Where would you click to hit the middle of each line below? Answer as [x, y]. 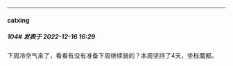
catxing [18, 20]
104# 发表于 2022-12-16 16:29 [51, 37]
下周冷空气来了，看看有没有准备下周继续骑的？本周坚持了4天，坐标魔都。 [113, 55]
